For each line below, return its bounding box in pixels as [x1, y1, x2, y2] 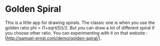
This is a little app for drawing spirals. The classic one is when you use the [5, 20, 155, 25]
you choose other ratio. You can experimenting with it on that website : [5, 30, 148, 36]
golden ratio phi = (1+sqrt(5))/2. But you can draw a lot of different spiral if [5, 24, 155, 30]
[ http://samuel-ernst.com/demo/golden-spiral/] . [5, 35, 102, 41]
